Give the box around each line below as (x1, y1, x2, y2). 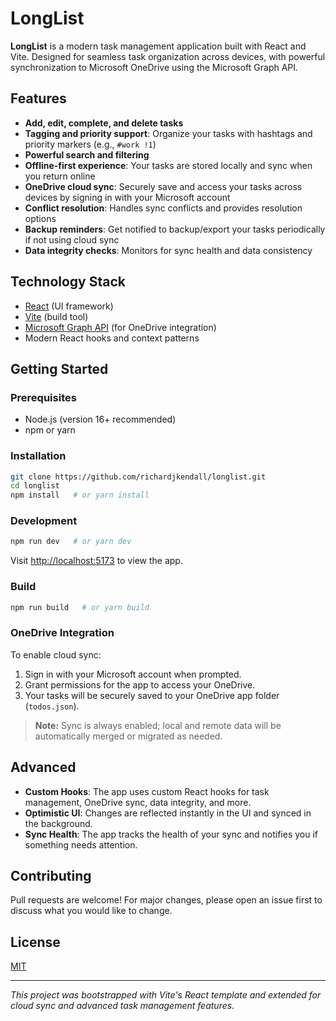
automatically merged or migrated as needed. (34, 730, 223, 742)
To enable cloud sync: (10, 648, 102, 661)
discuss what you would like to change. (10, 905, 173, 917)
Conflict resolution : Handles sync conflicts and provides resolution (24, 202, 303, 214)
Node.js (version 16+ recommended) (24, 413, 177, 426)
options (24, 212, 57, 224)
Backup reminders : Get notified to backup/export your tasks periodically (24, 223, 326, 235)
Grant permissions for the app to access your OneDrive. (24, 678, 256, 691)
